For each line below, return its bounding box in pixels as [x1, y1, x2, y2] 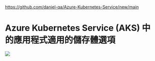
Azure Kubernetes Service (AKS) [5, 23, 140, 33]
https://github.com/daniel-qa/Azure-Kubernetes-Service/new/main [5, 4, 139, 10]
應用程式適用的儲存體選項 [14, 35, 116, 46]
